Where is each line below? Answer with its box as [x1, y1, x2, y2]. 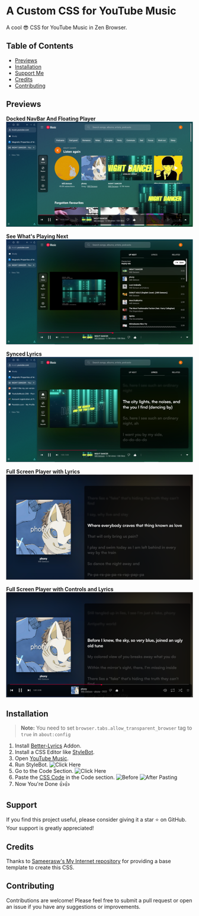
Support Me [14, 69, 44, 77]
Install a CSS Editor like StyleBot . [14, 749, 95, 756]
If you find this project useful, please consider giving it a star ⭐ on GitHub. [6, 816, 187, 823]
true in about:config [20, 731, 71, 738]
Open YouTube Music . [14, 755, 69, 762]
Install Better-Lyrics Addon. [14, 742, 82, 749]
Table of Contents [6, 41, 74, 51]
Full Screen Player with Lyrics [6, 468, 81, 475]
